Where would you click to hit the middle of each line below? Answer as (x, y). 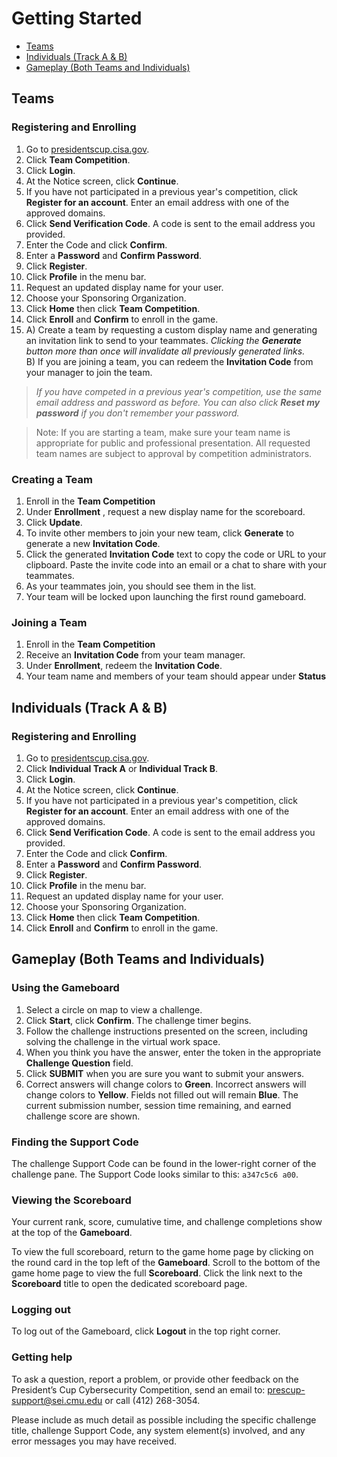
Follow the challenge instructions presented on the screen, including (166, 1031)
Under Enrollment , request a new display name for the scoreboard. (165, 511)
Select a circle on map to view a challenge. (114, 1009)
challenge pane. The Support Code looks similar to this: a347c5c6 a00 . (155, 1174)
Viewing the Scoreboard (71, 1200)
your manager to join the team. (89, 372)
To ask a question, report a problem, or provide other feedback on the (155, 1379)
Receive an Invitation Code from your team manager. (135, 655)
